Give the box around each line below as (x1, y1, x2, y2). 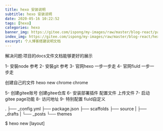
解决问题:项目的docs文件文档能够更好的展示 (5, 53, 93, 58)
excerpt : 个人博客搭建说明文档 (5, 39, 61, 44)
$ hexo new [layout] (5, 120, 45, 126)
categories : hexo (5, 25, 40, 30)
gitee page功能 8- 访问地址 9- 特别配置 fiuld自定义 (5, 96, 106, 102)
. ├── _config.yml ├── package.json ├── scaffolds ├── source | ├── (5, 106, 147, 112)
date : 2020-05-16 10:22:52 (5, 16, 60, 21)
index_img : (5, 35, 27, 39)
